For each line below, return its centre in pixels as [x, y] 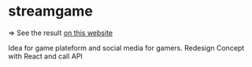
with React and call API [45, 56]
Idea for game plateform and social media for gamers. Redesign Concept [126, 48]
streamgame [50, 11]
